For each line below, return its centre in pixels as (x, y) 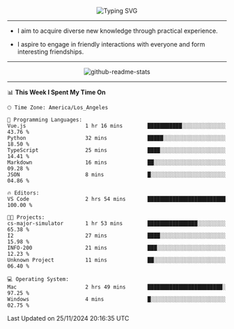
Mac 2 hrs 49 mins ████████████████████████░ (117, 287)
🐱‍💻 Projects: (26, 217)
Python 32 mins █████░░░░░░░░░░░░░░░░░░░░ (117, 138)
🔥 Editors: (23, 193)
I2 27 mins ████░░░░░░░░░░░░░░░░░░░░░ (117, 236)
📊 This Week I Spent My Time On (56, 92)
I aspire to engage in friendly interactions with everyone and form (111, 44)
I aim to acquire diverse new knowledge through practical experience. (117, 31)
